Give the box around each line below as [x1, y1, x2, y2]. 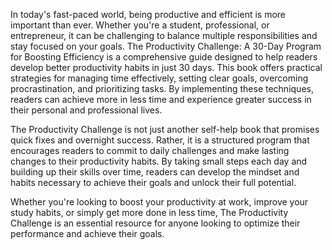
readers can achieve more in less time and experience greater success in [10, 94, 312, 105]
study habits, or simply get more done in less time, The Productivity [10, 207, 289, 218]
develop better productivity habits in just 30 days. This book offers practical [10, 62, 323, 73]
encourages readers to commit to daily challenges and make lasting [10, 145, 290, 156]
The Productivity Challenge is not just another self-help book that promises [10, 124, 320, 135]
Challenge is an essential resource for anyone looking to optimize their [10, 217, 301, 229]
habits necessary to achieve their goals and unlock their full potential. [10, 177, 297, 188]
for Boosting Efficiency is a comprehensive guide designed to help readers [10, 51, 318, 63]
